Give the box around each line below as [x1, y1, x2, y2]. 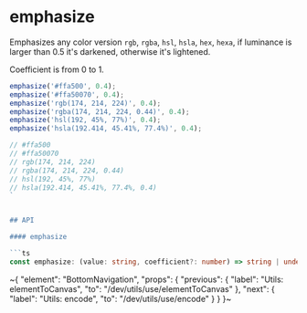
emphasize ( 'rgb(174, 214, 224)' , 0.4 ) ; [9, 99, 162, 108]
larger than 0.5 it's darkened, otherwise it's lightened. [9, 46, 211, 57]
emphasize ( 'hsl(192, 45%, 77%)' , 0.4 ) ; [9, 116, 162, 125]
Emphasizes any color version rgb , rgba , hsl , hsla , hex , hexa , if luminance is [9, 37, 292, 47]
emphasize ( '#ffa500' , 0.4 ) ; [9, 81, 117, 90]
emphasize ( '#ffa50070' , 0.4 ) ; [9, 89, 125, 99]
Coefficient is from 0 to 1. [9, 64, 105, 75]
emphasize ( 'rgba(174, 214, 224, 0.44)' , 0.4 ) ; [9, 107, 190, 116]
